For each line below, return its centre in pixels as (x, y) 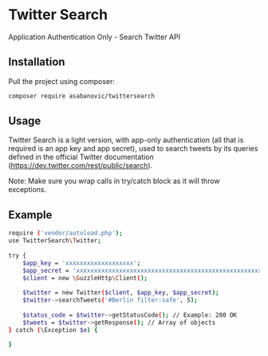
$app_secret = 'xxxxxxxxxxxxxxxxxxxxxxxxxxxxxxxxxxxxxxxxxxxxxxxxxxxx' (144, 270)
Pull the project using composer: (62, 81)
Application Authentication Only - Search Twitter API (95, 37)
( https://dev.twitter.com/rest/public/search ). (81, 166)
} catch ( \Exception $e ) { (53, 330)
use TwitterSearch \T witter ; (55, 241)
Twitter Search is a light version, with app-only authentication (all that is (126, 140)
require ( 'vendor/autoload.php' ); (66, 234)
